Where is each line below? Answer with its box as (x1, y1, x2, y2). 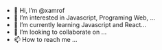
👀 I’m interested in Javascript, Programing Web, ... (13, 14, 156, 22)
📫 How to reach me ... (13, 36, 78, 43)
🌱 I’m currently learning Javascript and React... (13, 21, 146, 28)
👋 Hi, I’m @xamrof (13, 7, 65, 14)
